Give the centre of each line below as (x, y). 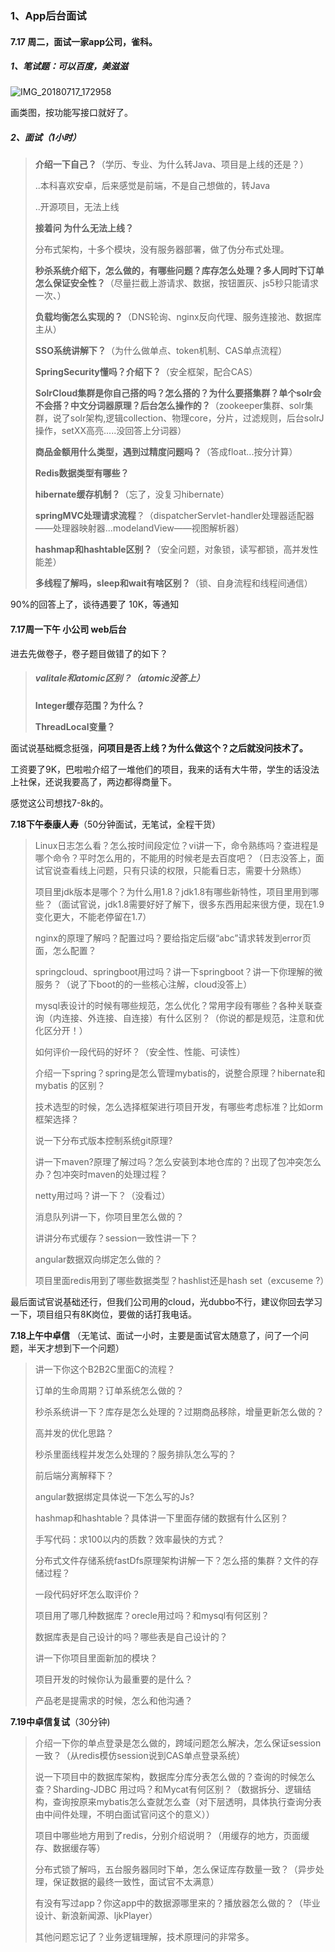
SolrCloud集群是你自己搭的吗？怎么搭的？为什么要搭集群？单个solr (173, 393)
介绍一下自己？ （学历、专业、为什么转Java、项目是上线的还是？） (172, 164)
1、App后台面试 (48, 15)
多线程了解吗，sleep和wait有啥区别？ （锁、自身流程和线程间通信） (173, 583)
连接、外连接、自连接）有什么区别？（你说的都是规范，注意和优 (193, 1018)
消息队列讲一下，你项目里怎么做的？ (109, 1216)
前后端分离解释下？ (74, 1475)
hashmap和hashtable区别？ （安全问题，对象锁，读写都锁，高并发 (172, 549)
